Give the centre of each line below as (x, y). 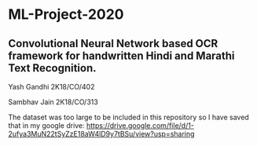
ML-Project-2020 (66, 15)
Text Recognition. (52, 68)
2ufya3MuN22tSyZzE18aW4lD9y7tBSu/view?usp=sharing (101, 134)
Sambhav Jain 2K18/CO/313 (53, 102)
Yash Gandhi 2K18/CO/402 (51, 87)
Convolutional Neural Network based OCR (113, 44)
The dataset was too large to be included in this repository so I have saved (128, 117)
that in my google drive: (46, 126)
